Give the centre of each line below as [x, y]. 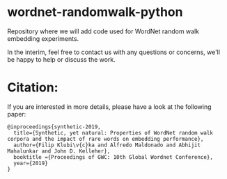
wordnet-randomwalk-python [95, 12]
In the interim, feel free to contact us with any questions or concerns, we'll [114, 52]
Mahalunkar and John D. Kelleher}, [59, 151]
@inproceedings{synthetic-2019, [54, 127]
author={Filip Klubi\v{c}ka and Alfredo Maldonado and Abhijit [107, 145]
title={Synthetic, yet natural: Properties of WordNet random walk [113, 133]
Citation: [33, 88]
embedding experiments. [43, 38]
